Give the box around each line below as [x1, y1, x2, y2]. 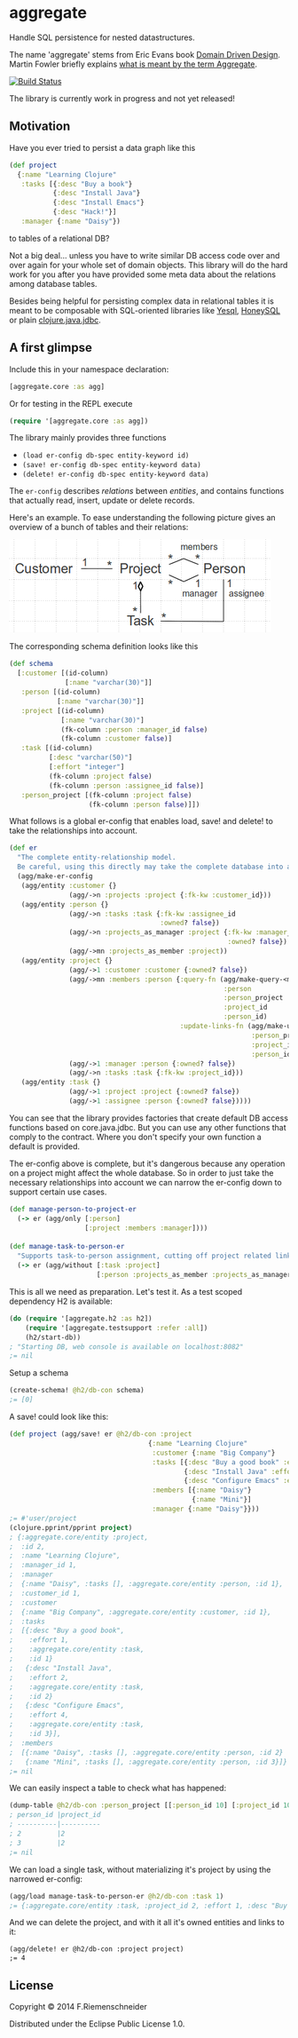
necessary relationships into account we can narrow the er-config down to [9, 1177, 282, 1187]
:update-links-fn [179, 1022, 244, 1031]
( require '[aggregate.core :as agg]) [9, 416, 149, 425]
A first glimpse [9, 340, 93, 355]
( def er [9, 844, 38, 852]
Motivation [9, 119, 71, 134]
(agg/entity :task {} [20, 1078, 101, 1087]
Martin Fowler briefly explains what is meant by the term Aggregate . [9, 59, 258, 69]
